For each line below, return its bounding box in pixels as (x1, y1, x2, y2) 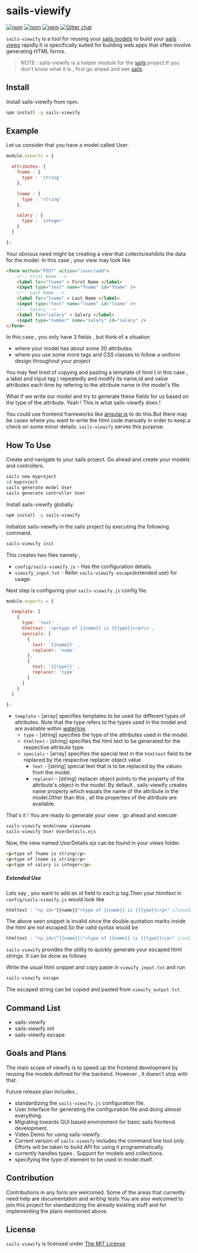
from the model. (32, 769, 71, 776)
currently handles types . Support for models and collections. (14, 1150, 164, 1157)
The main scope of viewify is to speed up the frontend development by (6, 1064, 179, 1071)
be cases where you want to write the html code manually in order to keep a (6, 417, 190, 424)
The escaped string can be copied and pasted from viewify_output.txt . (6, 986, 181, 993)
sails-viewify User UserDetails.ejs (6, 828, 96, 835)
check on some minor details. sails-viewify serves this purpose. (6, 423, 165, 430)
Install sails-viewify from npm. (6, 98, 80, 105)
